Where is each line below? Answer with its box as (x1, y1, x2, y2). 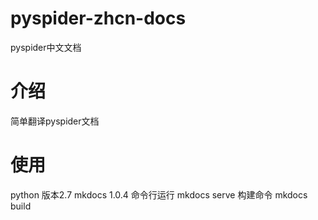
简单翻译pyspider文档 (10, 115, 100, 127)
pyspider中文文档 (10, 41, 82, 53)
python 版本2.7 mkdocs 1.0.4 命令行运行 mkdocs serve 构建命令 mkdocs (10, 188, 308, 201)
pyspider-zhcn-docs (10, 7, 187, 30)
